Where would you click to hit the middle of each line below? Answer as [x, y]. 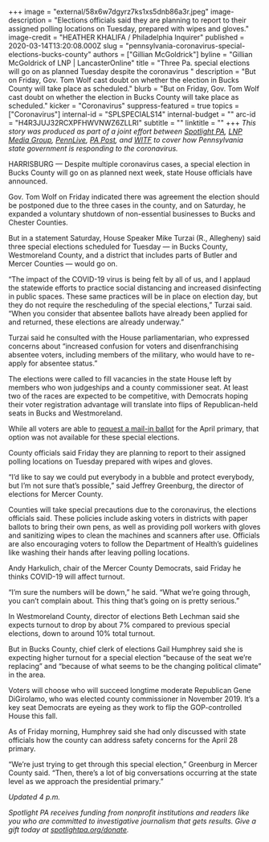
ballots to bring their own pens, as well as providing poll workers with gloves [134, 527]
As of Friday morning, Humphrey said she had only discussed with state [127, 731]
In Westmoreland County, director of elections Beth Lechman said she [124, 616]
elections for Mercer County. [56, 494]
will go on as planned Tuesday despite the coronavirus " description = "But [132, 71]
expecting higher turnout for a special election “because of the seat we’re [130, 658]
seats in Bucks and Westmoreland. [65, 413]
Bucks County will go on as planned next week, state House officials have [130, 173]
